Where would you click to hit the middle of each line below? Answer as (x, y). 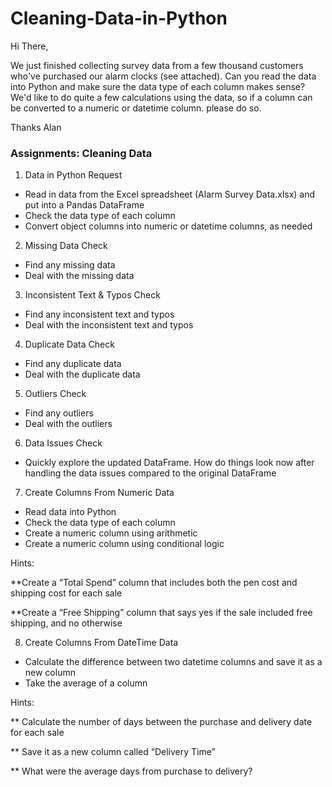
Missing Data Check (66, 246)
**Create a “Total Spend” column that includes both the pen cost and (154, 583)
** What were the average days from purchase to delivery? (131, 771)
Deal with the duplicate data (82, 374)
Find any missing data (70, 265)
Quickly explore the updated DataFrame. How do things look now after (169, 463)
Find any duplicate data (73, 364)
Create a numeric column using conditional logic (124, 544)
